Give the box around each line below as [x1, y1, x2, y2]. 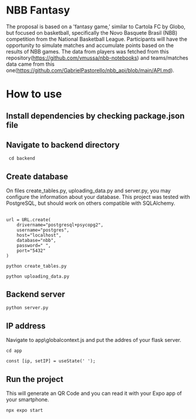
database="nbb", [16, 237, 57, 243]
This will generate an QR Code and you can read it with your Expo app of [6, 390, 182, 397]
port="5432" [16, 248, 46, 254]
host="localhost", [16, 232, 62, 238]
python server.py [6, 305, 49, 311]
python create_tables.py [6, 263, 67, 269]
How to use [6, 88, 62, 101]
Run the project [6, 374, 63, 384]
